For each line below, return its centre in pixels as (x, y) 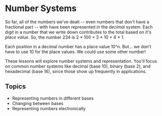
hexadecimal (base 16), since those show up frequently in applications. (76, 71)
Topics (16, 87)
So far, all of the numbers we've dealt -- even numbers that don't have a (77, 22)
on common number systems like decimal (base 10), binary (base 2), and (78, 66)
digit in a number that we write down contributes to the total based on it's (78, 32)
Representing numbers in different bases (53, 98)
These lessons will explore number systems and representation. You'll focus (81, 61)
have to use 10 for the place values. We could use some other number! (75, 52)
